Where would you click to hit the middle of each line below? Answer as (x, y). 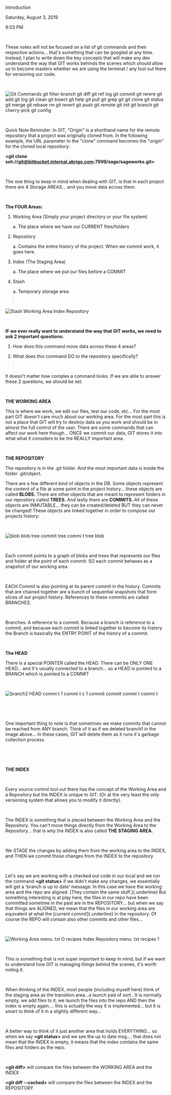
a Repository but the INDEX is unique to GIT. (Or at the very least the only (82, 795)
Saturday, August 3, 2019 (32, 17)
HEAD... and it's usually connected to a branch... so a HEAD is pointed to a (83, 668)
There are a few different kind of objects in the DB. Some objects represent (84, 483)
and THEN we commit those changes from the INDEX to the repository (79, 856)
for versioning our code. (31, 74)
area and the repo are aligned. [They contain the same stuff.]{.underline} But (86, 892)
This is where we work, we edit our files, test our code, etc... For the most (83, 411)
